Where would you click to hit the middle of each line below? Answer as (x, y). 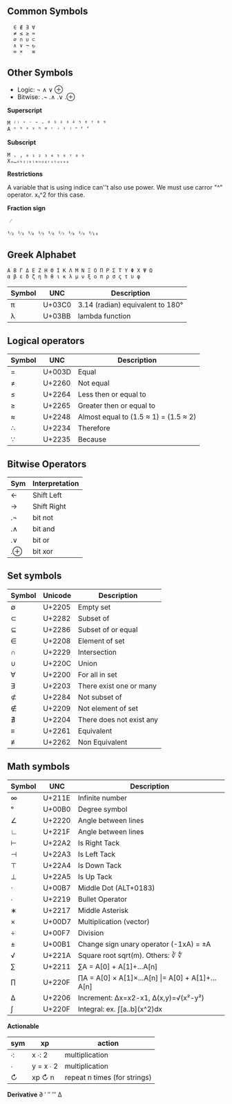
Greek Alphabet (42, 255)
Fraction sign (27, 208)
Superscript (25, 110)
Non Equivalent (103, 742)
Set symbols (35, 576)
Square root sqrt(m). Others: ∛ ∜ (130, 955)
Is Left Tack (97, 854)
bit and (43, 529)
